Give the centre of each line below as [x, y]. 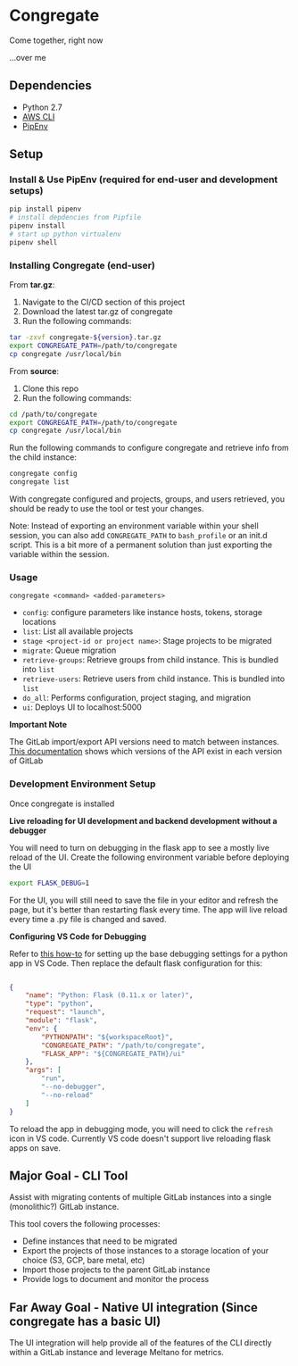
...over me [28, 57]
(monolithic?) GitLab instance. [64, 1207]
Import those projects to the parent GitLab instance [116, 1270]
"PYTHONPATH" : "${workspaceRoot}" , [108, 1037]
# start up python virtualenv [66, 234]
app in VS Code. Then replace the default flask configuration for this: [136, 963]
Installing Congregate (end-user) [83, 265]
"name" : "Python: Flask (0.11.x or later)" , [109, 995]
